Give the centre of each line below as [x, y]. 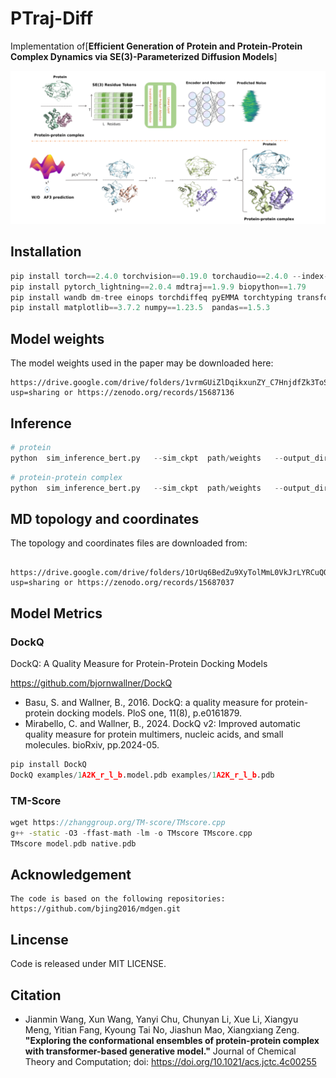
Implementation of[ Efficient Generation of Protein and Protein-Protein [156, 46]
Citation [36, 995]
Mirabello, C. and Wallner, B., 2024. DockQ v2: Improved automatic [162, 723]
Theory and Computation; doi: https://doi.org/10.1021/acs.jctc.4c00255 [170, 1062]
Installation [46, 252]
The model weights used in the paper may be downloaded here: [142, 363]
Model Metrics [56, 613]
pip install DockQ [48, 764]
